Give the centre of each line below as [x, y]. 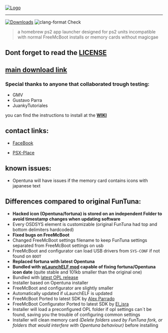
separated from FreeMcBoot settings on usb [58, 245]
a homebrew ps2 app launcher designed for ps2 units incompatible [86, 32]
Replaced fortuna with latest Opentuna [53, 261]
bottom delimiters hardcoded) [43, 229]
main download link [36, 70]
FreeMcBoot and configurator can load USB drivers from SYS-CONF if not [86, 250]
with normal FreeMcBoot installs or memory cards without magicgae [88, 37]
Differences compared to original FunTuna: [73, 202]
